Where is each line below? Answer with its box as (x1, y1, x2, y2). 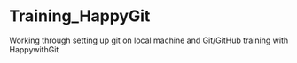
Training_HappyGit (9, 6, 151, 26)
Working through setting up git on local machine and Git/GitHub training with (9, 35, 289, 45)
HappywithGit (9, 44, 59, 54)
